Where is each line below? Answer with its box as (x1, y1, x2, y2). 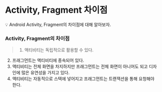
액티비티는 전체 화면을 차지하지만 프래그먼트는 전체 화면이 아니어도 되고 (12, 64, 148, 69)
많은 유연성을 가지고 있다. (21, 69, 70, 76)
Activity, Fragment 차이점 (5, 4, 108, 16)
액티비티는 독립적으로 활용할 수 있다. (24, 47, 94, 53)
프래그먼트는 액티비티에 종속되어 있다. (12, 57, 84, 64)
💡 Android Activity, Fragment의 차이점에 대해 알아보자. (5, 22, 111, 27)
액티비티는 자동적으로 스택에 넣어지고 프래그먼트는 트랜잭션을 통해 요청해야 (12, 76, 155, 82)
